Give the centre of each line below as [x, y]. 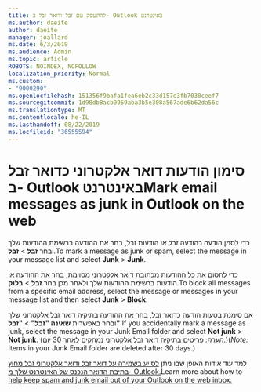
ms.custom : [26, 81]
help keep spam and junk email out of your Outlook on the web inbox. [120, 379]
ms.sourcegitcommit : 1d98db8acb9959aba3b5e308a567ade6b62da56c [114, 103]
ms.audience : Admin [40, 52]
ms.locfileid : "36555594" [50, 132]
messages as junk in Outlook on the [126, 204]
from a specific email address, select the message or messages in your [123, 291]
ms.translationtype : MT [47, 111]
